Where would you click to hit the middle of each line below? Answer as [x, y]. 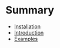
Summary [30, 10]
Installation [27, 26]
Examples [26, 39]
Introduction [29, 32]
